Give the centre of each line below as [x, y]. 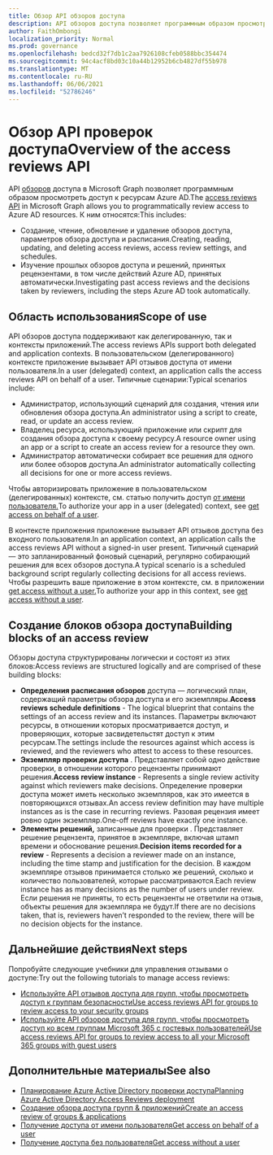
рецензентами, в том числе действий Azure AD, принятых [121, 274]
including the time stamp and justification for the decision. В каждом [135, 863]
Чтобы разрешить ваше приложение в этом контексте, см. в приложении [136, 582]
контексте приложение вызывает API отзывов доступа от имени [120, 362]
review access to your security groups [84, 1010]
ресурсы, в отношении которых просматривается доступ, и [124, 725]
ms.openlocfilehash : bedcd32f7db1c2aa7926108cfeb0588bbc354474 [118, 54]
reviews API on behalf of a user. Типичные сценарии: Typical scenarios [128, 380]
